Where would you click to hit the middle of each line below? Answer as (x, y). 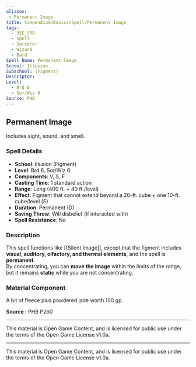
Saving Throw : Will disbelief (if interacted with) (71, 213)
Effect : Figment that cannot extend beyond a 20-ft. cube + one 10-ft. (97, 195)
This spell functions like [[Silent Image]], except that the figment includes (94, 248)
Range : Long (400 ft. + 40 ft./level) (57, 189)
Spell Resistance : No (40, 220)
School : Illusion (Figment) (45, 164)
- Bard (19, 55)
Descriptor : (20, 77)
